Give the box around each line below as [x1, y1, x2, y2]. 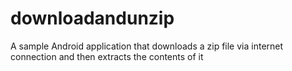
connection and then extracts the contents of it [10, 50, 204, 62]
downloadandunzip [10, 7, 175, 30]
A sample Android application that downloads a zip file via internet [10, 40, 284, 52]
